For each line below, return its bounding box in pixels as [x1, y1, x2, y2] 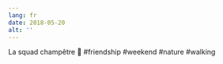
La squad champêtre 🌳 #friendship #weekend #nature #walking [8, 48, 216, 57]
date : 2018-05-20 [8, 19, 66, 27]
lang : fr [8, 11, 37, 20]
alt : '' [8, 26, 34, 34]
